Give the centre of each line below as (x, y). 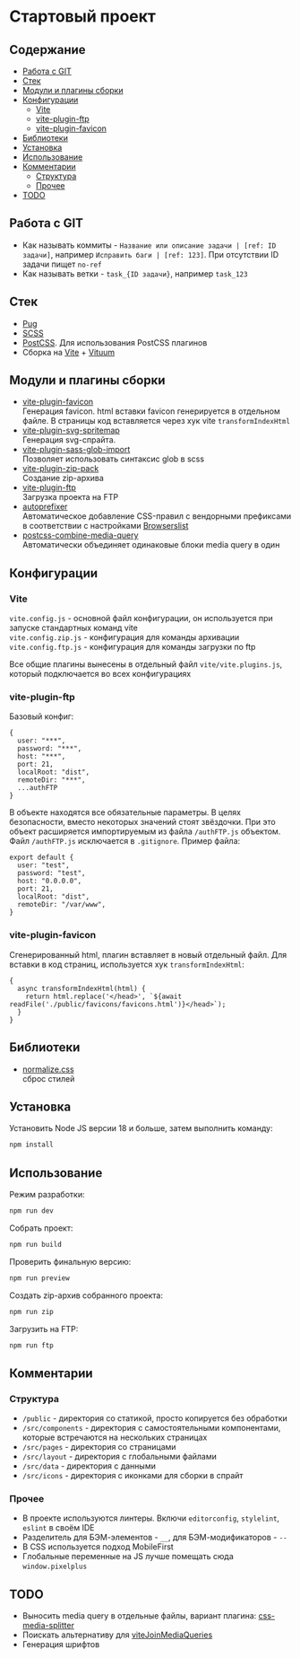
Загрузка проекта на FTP (70, 497)
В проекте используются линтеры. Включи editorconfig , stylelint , (151, 1518)
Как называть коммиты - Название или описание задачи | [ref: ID (149, 245)
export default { (42, 858)
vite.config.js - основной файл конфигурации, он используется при (141, 618)
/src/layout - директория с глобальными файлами (120, 1457)
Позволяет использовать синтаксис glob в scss (113, 459)
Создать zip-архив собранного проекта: (86, 1295)
